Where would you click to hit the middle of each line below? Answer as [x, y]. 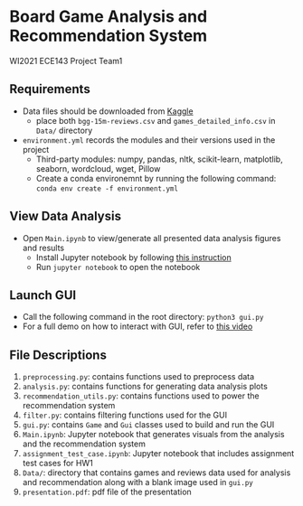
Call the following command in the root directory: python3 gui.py [143, 317]
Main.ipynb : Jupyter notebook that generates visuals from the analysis [153, 435]
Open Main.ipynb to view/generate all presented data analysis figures [151, 238]
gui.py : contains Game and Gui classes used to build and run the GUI [148, 425]
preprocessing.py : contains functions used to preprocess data [138, 377]
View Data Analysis [66, 216]
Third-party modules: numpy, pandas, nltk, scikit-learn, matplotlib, [159, 159]
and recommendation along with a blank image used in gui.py [137, 483]
